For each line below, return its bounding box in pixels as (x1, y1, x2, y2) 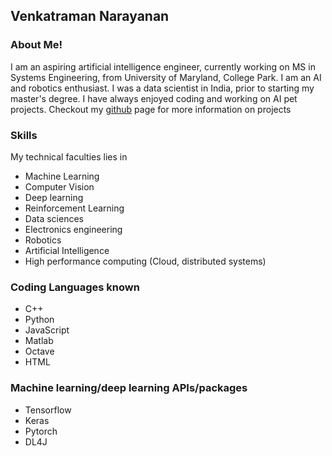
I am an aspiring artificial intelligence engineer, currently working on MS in (10, 60, 316, 73)
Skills (10, 128, 38, 142)
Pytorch (24, 425, 58, 437)
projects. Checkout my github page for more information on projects (10, 103, 292, 115)
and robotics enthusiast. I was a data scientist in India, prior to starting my (10, 82, 315, 94)
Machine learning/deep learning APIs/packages (10, 381, 248, 395)
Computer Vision (24, 180, 95, 193)
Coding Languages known (10, 280, 140, 294)
